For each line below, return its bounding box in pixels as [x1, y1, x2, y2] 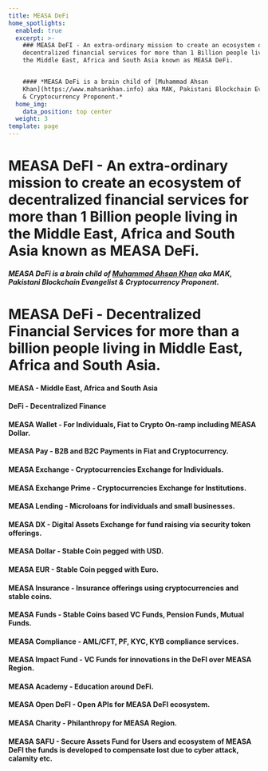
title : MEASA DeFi [8, 11, 69, 20]
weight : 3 [15, 115, 48, 123]
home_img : [15, 100, 48, 108]
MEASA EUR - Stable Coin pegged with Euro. [8, 565, 160, 574]
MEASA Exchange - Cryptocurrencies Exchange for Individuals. [8, 465, 224, 474]
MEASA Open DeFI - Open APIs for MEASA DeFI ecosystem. [8, 700, 211, 709]
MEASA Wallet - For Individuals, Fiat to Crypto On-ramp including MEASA [8, 419, 257, 429]
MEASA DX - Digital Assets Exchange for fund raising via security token [8, 519, 251, 529]
